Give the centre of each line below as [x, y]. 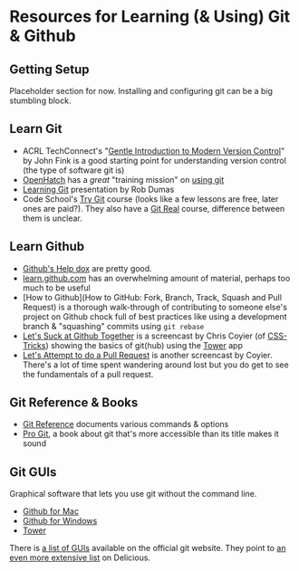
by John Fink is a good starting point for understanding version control [154, 160]
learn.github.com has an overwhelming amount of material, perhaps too [156, 278]
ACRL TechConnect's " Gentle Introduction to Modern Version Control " [154, 150]
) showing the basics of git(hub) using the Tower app [144, 345]
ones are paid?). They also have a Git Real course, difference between [154, 208]
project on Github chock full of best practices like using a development [154, 316]
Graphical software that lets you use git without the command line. [133, 494]
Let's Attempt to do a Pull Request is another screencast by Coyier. [147, 355]
